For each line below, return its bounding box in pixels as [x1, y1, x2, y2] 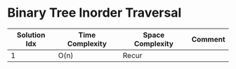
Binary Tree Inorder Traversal [7, 5, 182, 21]
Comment [191, 34, 225, 44]
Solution [16, 30, 46, 40]
